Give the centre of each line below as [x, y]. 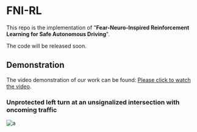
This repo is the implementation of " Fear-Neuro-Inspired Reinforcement [98, 28]
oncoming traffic [32, 109]
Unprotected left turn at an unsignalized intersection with [93, 102]
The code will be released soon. [47, 46]
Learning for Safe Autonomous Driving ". [58, 34]
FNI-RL [24, 11]
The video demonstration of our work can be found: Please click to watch [99, 79]
